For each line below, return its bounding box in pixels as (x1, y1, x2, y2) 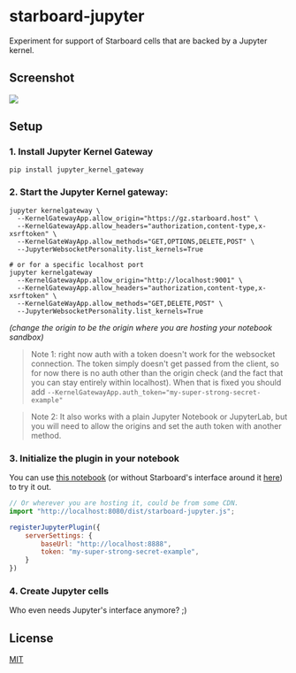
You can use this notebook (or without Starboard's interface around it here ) (9, 472, 283, 483)
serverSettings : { (25, 531, 93, 540)
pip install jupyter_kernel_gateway (9, 165, 144, 174)
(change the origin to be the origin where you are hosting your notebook (9, 322, 272, 333)
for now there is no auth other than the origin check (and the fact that (30, 367, 284, 378)
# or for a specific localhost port (9, 260, 144, 269)
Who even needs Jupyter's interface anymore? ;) (9, 605, 187, 616)
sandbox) (9, 332, 44, 342)
